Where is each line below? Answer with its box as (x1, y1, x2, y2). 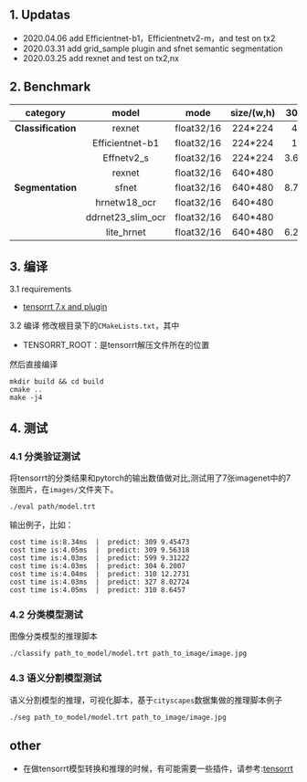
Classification (15, 122, 77, 134)
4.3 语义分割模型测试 (9, 671, 102, 684)
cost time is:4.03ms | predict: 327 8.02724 (9, 577, 190, 587)
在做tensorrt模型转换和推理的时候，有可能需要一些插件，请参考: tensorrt (22, 763, 294, 775)
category (25, 106, 66, 119)
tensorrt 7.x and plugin (22, 301, 108, 312)
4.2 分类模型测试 (9, 608, 84, 621)
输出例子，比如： (9, 520, 74, 531)
